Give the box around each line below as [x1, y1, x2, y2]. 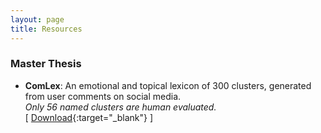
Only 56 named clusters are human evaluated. [24, 101, 217, 113]
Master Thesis [10, 57, 82, 71]
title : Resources [10, 24, 83, 34]
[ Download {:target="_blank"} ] [24, 111, 154, 123]
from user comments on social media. [24, 90, 182, 102]
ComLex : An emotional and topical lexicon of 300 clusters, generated [24, 79, 312, 91]
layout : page [10, 14, 65, 25]
